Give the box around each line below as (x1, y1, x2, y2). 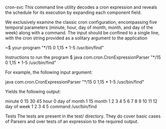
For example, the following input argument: (5, 69, 93, 75)
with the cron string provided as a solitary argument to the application (5, 35, 148, 41)
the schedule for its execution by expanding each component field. (5, 9, 142, 15)
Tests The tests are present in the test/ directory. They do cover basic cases (5, 113, 161, 119)
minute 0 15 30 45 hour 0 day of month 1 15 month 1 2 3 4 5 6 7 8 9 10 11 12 (5, 98, 158, 104)
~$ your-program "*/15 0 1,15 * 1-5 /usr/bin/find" (5, 45, 104, 50)
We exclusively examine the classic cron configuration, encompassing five (5, 19, 157, 25)
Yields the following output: (5, 89, 61, 94)
